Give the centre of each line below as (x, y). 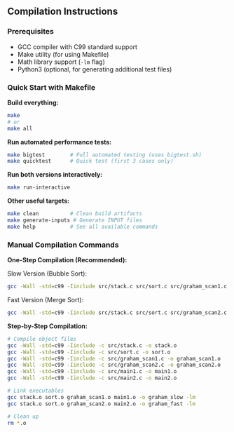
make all (20, 128)
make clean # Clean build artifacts (75, 214)
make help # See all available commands (83, 227)
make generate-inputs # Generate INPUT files (75, 220)
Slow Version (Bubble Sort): (47, 274)
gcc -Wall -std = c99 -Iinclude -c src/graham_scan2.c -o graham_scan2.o (114, 365)
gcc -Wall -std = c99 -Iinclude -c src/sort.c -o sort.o (89, 352)
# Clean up (23, 417)
